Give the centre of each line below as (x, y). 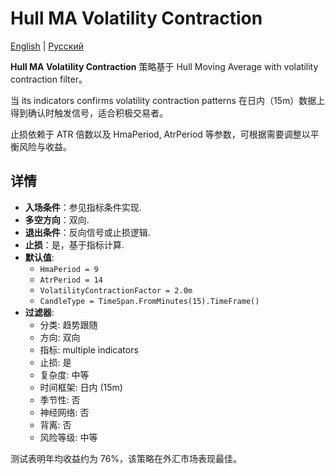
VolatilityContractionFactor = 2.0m (116, 290)
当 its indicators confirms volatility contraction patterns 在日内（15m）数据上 (168, 100)
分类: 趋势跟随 (68, 324)
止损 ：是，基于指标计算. (74, 244)
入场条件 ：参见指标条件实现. (83, 207)
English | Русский (47, 46)
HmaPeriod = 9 (69, 269)
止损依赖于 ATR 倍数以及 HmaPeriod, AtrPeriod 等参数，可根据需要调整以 (160, 134)
